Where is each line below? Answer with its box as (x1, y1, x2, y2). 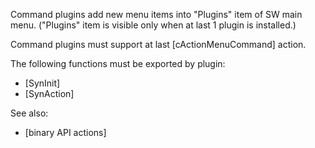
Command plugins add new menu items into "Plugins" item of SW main (10, 9, 303, 20)
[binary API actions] (24, 127, 107, 138)
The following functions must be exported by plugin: (10, 58, 226, 69)
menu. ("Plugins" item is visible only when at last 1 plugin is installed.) (10, 19, 297, 31)
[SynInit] (24, 77, 61, 89)
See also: (10, 107, 49, 119)
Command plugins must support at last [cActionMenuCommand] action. (10, 39, 307, 50)
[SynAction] (24, 88, 75, 99)
